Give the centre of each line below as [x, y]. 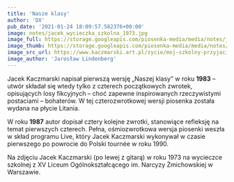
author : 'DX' [26, 20]
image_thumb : [26, 46]
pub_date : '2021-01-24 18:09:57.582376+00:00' [76, 26]
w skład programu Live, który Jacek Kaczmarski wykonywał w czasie [106, 136]
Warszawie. [24, 172]
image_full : [24, 40]
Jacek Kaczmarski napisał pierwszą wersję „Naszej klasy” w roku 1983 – [111, 78]
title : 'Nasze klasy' [39, 14]
